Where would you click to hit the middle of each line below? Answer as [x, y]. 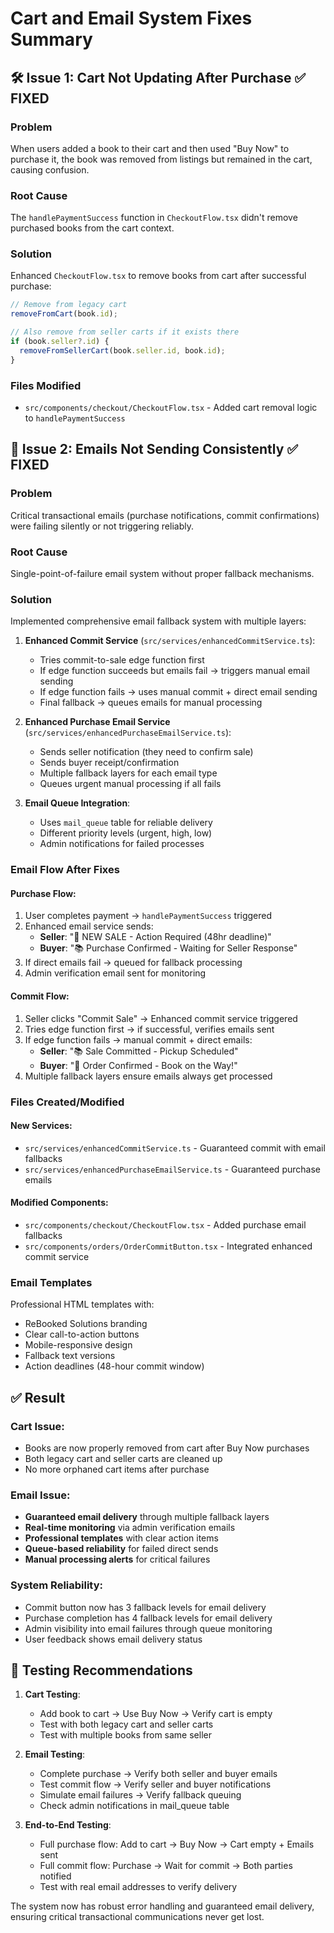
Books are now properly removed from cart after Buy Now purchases [167, 1448]
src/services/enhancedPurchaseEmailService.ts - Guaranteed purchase [172, 1169]
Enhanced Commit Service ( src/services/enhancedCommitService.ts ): [170, 641]
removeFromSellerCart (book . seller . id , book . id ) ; [122, 350]
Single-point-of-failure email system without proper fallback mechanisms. [162, 573]
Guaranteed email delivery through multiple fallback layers [147, 1517]
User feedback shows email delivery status [113, 1639]
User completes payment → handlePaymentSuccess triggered [148, 916]
